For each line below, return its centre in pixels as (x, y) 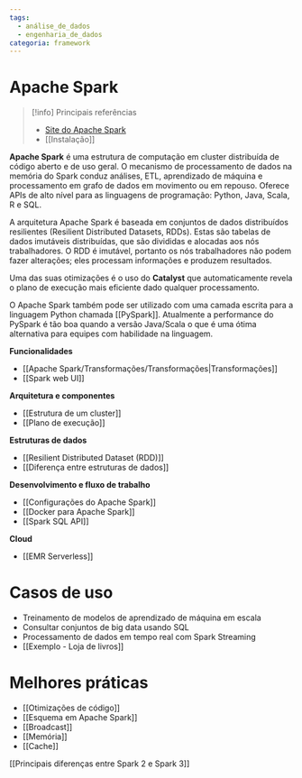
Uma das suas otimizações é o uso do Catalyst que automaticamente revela (151, 278)
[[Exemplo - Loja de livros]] (73, 646)
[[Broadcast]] (47, 728)
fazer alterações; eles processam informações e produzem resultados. (141, 261)
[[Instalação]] (70, 140)
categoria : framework (50, 43)
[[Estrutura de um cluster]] (72, 413)
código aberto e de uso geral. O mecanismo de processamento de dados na (151, 167)
